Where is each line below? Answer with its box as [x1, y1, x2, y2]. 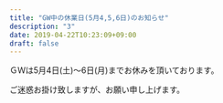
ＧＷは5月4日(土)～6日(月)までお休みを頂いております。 [9, 65, 219, 76]
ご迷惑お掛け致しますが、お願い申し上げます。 [9, 84, 186, 96]
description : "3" [9, 22, 76, 31]
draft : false [9, 38, 59, 48]
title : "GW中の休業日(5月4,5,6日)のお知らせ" [9, 13, 169, 23]
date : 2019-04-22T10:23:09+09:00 [9, 30, 137, 39]
